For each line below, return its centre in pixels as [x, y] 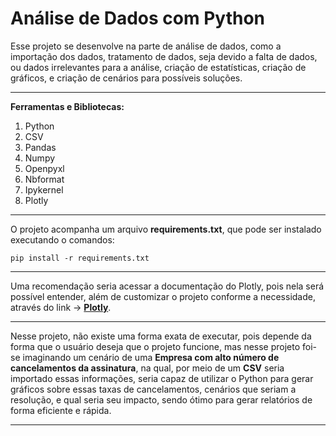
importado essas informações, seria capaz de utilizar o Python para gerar [162, 378]
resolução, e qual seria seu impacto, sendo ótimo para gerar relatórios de [161, 399]
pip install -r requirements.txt [80, 258]
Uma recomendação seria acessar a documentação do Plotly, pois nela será [167, 286]
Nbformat [44, 179]
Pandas [40, 147]
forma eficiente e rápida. [61, 410]
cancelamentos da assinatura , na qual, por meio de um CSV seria [147, 368]
